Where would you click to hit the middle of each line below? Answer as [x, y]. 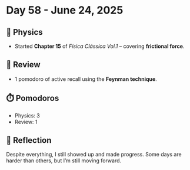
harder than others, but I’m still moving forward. [64, 161]
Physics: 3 [27, 115]
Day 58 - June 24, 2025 [65, 10]
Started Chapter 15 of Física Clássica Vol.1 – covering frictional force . [99, 46]
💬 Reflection [29, 140]
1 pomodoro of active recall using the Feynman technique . [86, 79]
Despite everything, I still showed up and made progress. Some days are [94, 155]
